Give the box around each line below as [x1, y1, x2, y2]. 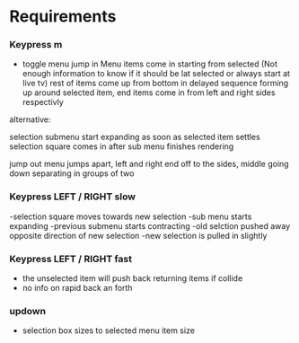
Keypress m [9, 39, 63, 51]
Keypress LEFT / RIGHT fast [9, 252, 133, 265]
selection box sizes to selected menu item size [22, 325, 196, 336]
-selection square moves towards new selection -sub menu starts [9, 211, 252, 222]
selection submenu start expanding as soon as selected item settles [9, 132, 260, 143]
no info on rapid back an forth [22, 283, 133, 294]
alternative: [9, 114, 51, 125]
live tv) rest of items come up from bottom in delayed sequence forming [22, 78, 289, 89]
